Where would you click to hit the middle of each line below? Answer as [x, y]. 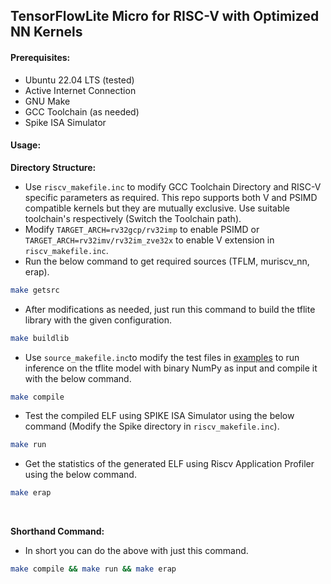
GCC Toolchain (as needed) [82, 111]
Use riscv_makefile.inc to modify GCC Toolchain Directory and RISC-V [173, 186]
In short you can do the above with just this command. [136, 551]
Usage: [26, 145]
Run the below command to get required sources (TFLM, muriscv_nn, [167, 261]
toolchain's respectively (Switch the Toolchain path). [133, 218]
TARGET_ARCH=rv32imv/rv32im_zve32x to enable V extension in [149, 240]
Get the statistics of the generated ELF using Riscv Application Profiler [169, 464]
